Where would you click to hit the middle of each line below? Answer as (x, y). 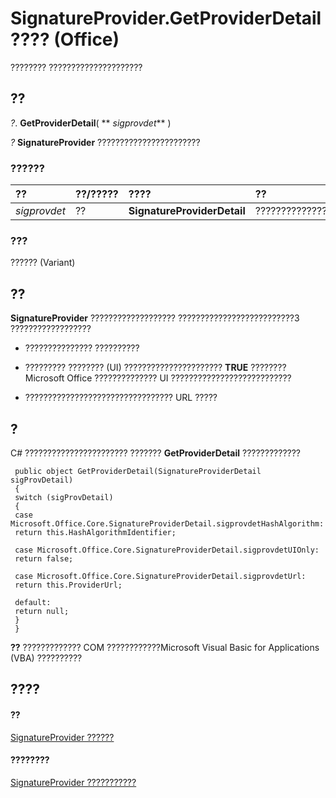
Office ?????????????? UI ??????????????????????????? (179, 378)
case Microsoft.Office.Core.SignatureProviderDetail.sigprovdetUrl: (160, 576)
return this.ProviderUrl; (68, 585)
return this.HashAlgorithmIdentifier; (95, 532)
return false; (44, 558)
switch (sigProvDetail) (64, 497)
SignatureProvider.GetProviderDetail (166, 18)
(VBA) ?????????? (46, 658)
